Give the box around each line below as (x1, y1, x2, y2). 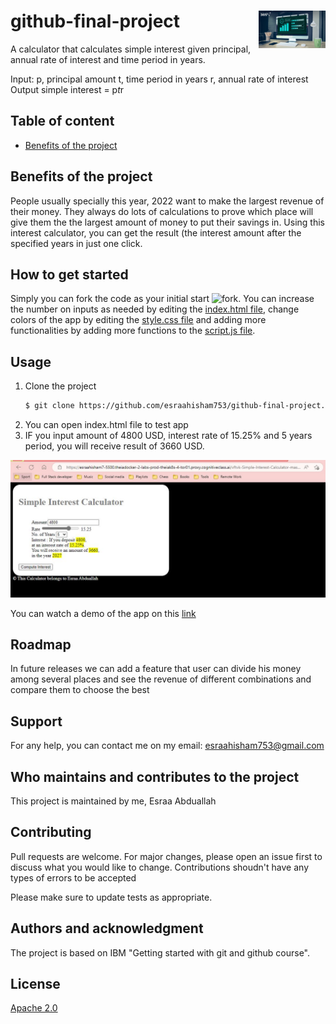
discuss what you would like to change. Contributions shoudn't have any (10, 861, 310, 873)
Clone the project (24, 380, 97, 392)
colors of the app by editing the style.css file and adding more (10, 314, 267, 326)
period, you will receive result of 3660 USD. (24, 440, 205, 452)
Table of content (10, 113, 115, 130)
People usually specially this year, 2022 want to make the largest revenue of (10, 195, 325, 207)
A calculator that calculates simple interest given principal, (10, 43, 252, 55)
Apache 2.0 (10, 1002, 58, 1014)
